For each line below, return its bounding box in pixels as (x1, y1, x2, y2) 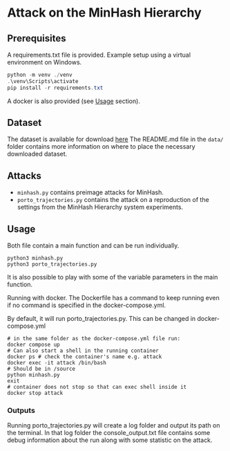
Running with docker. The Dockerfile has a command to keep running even (7, 294, 220, 302)
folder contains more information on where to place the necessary (7, 142, 195, 151)
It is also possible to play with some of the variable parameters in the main (7, 273, 218, 282)
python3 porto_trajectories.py (7, 261, 97, 268)
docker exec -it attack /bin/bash (7, 360, 107, 367)
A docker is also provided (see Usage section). (7, 97, 140, 105)
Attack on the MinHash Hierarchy (7, 5, 202, 21)
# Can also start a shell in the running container (7, 347, 159, 354)
